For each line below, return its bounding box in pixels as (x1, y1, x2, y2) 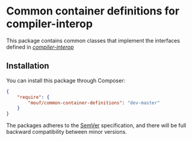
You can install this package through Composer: (6, 77, 125, 84)
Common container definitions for (6, 4, 179, 18)
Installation (6, 61, 49, 71)
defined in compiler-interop (6, 43, 74, 51)
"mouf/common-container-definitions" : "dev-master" (28, 99, 161, 106)
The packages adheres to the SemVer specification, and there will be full (6, 122, 187, 129)
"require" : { (17, 94, 50, 100)
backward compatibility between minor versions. (6, 128, 128, 136)
